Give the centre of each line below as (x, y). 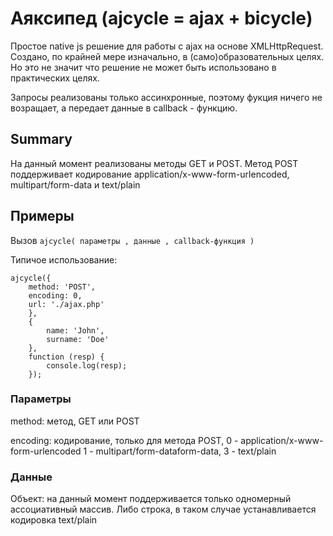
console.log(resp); (87, 365)
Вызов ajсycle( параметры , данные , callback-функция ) (132, 240)
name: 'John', (75, 330)
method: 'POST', (62, 287)
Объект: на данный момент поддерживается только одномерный (151, 499)
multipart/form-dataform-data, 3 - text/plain (186, 451)
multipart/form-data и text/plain (75, 184)
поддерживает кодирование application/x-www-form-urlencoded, (150, 174)
